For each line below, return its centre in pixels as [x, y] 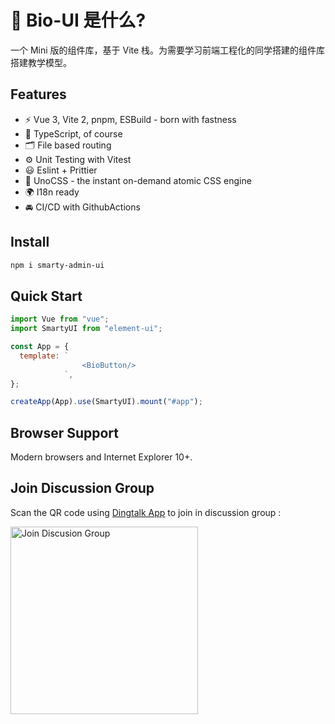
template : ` [44, 356]
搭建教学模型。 [41, 62]
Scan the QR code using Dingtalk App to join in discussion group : [146, 512]
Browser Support [65, 432]
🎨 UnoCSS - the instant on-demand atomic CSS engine [138, 180]
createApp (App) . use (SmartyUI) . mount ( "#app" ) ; [106, 402]
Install [30, 242]
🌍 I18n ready [52, 192]
